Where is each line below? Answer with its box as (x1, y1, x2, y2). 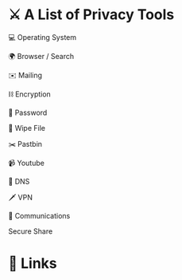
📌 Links (8, 254, 57, 273)
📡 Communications (8, 211, 71, 220)
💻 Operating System (8, 32, 77, 41)
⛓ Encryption (8, 89, 52, 99)
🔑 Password (8, 108, 48, 117)
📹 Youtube (8, 158, 45, 168)
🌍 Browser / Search (8, 51, 75, 61)
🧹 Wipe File (8, 123, 46, 132)
